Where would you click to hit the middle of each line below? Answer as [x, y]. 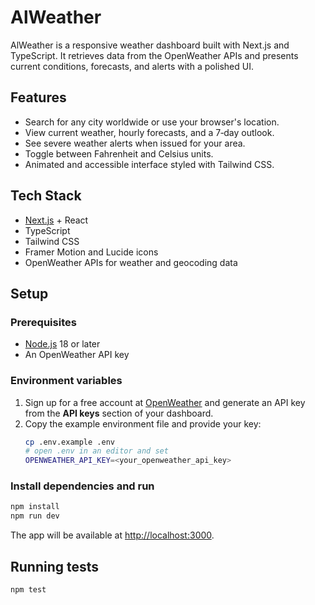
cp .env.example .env [69, 442]
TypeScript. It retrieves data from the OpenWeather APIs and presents [154, 55]
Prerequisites [43, 322]
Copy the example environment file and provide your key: [143, 423]
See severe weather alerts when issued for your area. [135, 143]
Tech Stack [46, 196]
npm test [28, 590]
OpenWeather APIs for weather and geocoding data [131, 262]
